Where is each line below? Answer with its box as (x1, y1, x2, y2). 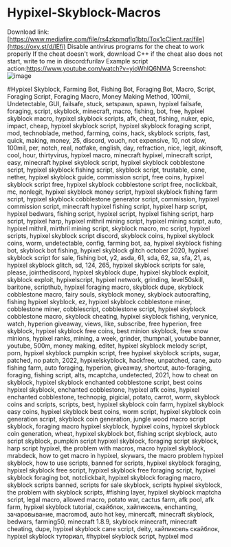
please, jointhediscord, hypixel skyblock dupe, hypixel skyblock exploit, (7, 268, 210, 277)
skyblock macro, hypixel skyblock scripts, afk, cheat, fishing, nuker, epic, (7, 114, 214, 122)
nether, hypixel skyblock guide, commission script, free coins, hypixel (7, 172, 204, 181)
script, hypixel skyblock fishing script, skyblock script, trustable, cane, (7, 166, 207, 174)
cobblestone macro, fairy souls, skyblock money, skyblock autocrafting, (7, 290, 211, 298)
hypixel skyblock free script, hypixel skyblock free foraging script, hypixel (7, 466, 216, 474)
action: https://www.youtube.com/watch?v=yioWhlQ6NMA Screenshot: (7, 64, 208, 72)
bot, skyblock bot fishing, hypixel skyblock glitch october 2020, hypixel (7, 246, 209, 255)
